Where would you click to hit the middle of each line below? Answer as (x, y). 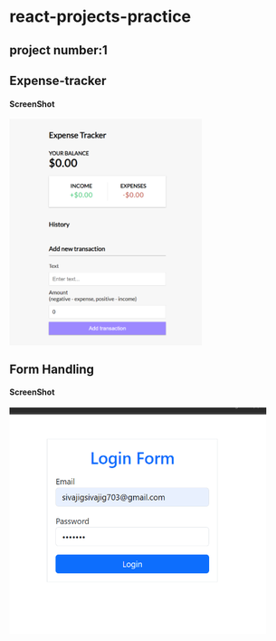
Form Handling (52, 369)
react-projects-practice (100, 17)
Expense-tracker (58, 80)
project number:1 (59, 50)
